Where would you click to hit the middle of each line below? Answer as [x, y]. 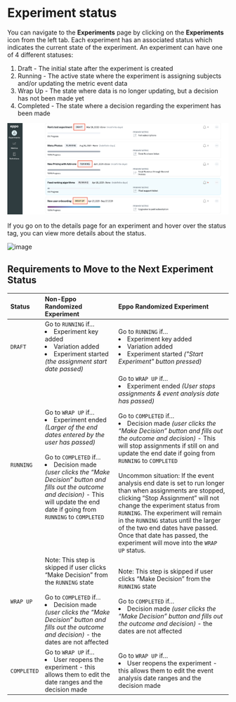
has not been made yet [51, 98]
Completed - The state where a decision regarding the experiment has [119, 105]
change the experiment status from [169, 506]
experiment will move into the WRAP [168, 543]
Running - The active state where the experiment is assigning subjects [119, 76]
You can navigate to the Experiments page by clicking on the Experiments [116, 32]
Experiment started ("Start [165, 353]
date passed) [64, 369]
